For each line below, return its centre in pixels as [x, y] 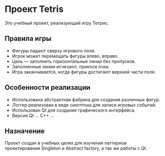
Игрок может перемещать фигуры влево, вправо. [65, 56]
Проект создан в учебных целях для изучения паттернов [66, 143]
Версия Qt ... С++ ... [33, 115]
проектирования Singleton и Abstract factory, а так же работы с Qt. [76, 149]
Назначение [25, 131]
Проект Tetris [34, 9]
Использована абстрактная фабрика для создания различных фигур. [86, 99]
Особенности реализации [47, 87]
